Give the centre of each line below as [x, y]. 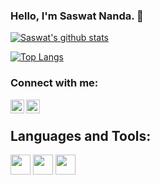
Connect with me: [54, 83]
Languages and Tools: [81, 135]
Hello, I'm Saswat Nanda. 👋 [77, 16]
